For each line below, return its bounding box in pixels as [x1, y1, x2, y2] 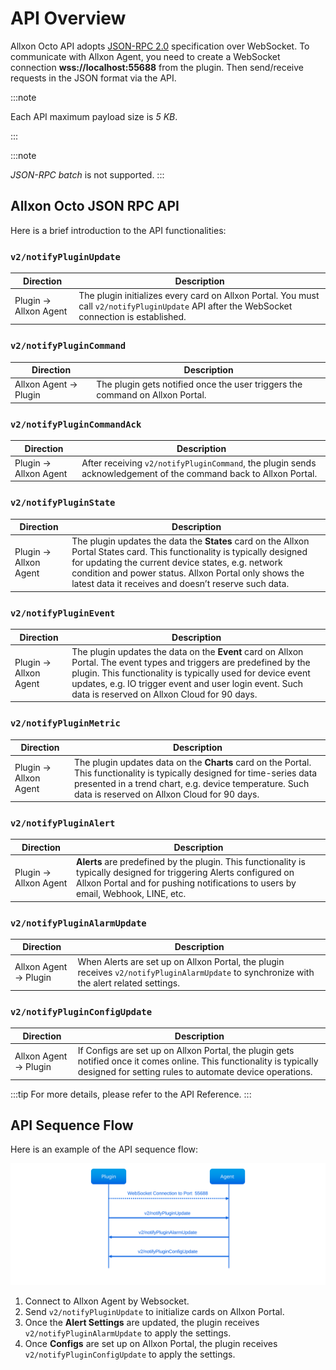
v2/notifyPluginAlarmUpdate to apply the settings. [24, 1327, 232, 1339]
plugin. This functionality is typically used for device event [71, 667, 311, 679]
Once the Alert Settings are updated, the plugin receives [24, 1317, 260, 1329]
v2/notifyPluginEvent [10, 607, 116, 619]
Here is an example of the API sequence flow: [10, 1143, 199, 1156]
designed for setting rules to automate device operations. [77, 1066, 313, 1078]
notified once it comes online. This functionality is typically [77, 1055, 319, 1067]
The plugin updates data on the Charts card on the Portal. [73, 756, 312, 768]
